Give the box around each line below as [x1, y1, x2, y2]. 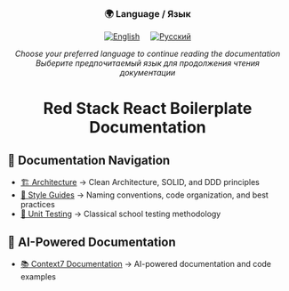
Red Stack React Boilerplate [43, 99, 253, 118]
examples [20, 271, 56, 282]
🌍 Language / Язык [104, 7, 191, 20]
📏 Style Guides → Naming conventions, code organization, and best [20, 190, 269, 200]
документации [119, 68, 176, 78]
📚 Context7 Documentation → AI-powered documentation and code [20, 259, 272, 270]
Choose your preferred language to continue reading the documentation [14, 48, 281, 60]
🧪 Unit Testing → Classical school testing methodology [20, 208, 221, 220]
